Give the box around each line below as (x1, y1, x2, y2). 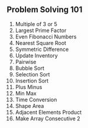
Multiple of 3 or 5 (15, 20, 58, 27)
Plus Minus (15, 83, 43, 91)
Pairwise (15, 58, 37, 65)
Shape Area (15, 102, 44, 109)
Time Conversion (15, 96, 57, 103)
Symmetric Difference (15, 46, 69, 53)
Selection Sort (15, 71, 50, 78)
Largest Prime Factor (15, 27, 67, 34)
